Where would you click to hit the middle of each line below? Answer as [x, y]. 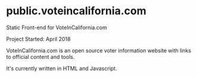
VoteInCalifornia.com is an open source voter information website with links [99, 50]
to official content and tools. [40, 57]
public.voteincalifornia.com [76, 11]
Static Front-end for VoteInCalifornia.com [57, 27]
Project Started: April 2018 [38, 39]
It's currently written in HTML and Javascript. [62, 68]
